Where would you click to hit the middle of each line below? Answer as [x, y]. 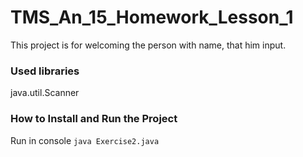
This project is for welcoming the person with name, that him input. [148, 45]
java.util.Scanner [45, 93]
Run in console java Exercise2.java [85, 140]
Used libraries [45, 71]
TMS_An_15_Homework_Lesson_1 [152, 17]
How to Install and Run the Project [94, 119]
